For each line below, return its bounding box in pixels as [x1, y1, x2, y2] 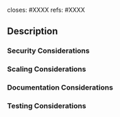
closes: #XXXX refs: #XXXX [7, 6, 85, 14]
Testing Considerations [7, 101, 87, 111]
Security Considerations [7, 46, 90, 55]
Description [7, 25, 58, 37]
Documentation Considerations [7, 83, 114, 92]
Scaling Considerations [7, 64, 87, 74]
